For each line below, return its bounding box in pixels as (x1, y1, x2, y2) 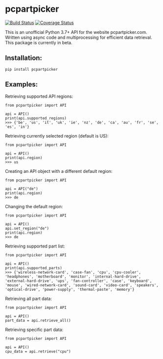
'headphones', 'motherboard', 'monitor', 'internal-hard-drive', (5, 274, 141, 279)
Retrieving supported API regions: (5, 93, 73, 99)
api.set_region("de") (5, 226, 49, 231)
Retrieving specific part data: (5, 327, 64, 332)
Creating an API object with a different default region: (5, 168, 113, 174)
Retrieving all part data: (5, 296, 52, 302)
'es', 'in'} (5, 124, 29, 129)
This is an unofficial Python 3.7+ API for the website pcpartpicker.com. (5, 29, 148, 35)
